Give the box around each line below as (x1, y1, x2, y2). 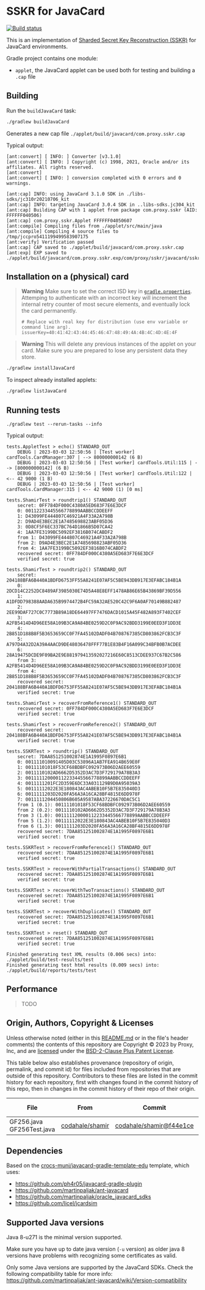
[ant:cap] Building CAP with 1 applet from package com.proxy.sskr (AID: (6, 206, 198, 213)
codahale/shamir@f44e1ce (115, 1121, 194, 1129)
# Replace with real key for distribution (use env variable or (21, 319, 189, 325)
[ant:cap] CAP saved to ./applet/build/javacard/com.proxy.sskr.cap (6, 244, 184, 250)
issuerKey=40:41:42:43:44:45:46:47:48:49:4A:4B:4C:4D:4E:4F (21, 330, 178, 336)
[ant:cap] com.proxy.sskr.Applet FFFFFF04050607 (6, 217, 132, 224)
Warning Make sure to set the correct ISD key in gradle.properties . (21, 288, 192, 295)
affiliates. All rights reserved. (6, 164, 95, 170)
